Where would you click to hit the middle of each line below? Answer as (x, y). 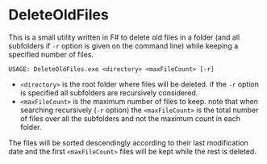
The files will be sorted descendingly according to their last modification (128, 142)
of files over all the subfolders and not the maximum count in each (130, 118)
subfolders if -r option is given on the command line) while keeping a (123, 45)
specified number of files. (51, 54)
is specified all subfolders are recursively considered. (109, 93)
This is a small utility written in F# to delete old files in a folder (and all (124, 37)
